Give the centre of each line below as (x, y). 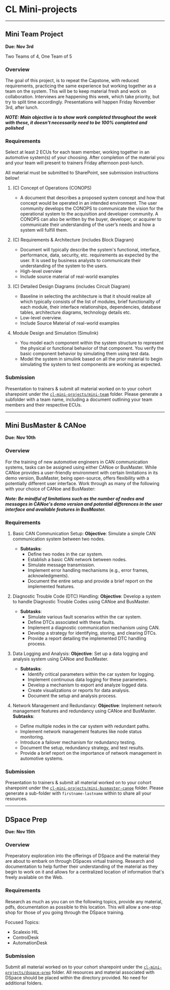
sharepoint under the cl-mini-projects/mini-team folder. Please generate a (84, 394)
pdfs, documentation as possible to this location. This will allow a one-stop (83, 907)
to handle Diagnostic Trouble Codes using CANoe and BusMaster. (81, 602)
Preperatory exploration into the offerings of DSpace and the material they (83, 856)
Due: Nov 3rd (19, 46)
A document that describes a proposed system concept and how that (92, 198)
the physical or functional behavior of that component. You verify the (92, 348)
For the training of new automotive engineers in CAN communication (77, 462)
